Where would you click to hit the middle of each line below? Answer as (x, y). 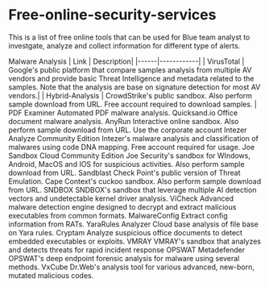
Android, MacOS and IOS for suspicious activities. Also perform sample (126, 164)
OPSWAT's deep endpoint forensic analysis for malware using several (124, 258)
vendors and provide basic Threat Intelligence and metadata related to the (131, 78)
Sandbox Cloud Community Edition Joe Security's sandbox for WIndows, (130, 156)
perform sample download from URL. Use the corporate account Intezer (128, 130)
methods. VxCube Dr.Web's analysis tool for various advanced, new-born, (132, 267)
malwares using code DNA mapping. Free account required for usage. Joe (132, 147)
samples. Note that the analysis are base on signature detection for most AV (134, 87)
